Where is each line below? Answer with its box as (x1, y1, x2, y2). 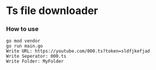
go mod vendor (6, 38, 41, 44)
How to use (6, 25, 39, 33)
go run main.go (6, 43, 43, 49)
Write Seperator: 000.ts (6, 54, 67, 60)
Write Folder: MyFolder (6, 58, 64, 65)
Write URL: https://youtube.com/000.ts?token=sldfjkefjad (6, 48, 150, 54)
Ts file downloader (6, 4, 98, 17)
